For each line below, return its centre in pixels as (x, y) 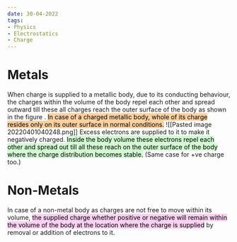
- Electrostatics (33, 34)
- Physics (22, 27)
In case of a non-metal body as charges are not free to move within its (110, 210)
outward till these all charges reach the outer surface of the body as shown (117, 109)
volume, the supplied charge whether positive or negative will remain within (117, 217)
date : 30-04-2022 (33, 14)
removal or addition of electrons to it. (61, 232)
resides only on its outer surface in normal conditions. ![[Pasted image (110, 125)
